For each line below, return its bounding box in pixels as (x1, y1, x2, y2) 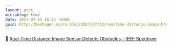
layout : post (5, 7, 33, 13)
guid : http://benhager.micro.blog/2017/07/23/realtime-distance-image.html (5, 21, 170, 27)
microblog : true (5, 12, 40, 17)
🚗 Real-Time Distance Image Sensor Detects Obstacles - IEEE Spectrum (5, 36, 157, 42)
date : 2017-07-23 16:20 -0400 (5, 17, 70, 22)
